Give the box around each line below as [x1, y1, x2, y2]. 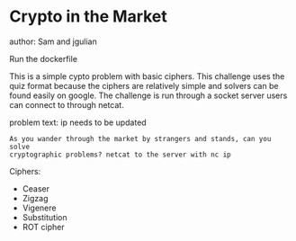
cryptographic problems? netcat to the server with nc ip [9, 150, 231, 159]
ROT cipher [22, 221, 65, 232]
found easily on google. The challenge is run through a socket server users [9, 90, 288, 101]
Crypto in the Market [9, 6, 168, 27]
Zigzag [22, 192, 49, 203]
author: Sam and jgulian [9, 36, 97, 47]
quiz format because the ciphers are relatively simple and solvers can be [9, 80, 279, 91]
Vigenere [22, 202, 57, 213]
